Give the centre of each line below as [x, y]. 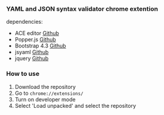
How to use [23, 74]
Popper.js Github [35, 40]
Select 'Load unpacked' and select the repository [75, 106]
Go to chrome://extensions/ [49, 93]
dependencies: [24, 22]
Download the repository [45, 87]
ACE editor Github [37, 33]
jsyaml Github [32, 52]
